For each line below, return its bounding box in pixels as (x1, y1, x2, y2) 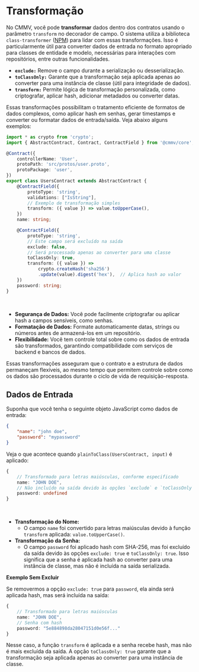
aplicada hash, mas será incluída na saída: (6, 592, 110, 599)
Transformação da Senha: (14, 537, 81, 544)
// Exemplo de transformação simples (27, 200, 120, 206)
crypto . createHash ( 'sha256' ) (37, 266, 110, 272)
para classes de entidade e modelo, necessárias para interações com (6, 49, 176, 56)
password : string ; (17, 282, 62, 289)
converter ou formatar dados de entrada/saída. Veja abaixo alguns (6, 116, 168, 123)
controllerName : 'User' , (17, 156, 78, 162)
